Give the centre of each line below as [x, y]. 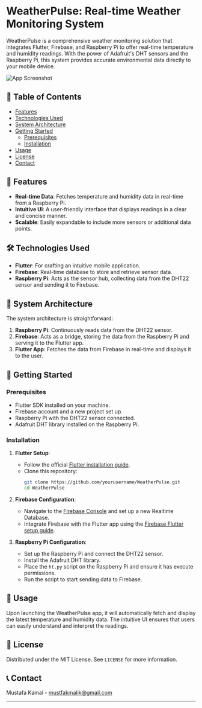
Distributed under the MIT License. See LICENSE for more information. [92, 659]
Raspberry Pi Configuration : [51, 542]
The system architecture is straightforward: [60, 319]
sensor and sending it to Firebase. [57, 285]
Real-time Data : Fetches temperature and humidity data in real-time [99, 196]
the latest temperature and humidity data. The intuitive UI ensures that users [101, 619]
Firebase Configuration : [45, 499]
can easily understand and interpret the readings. [67, 625]
